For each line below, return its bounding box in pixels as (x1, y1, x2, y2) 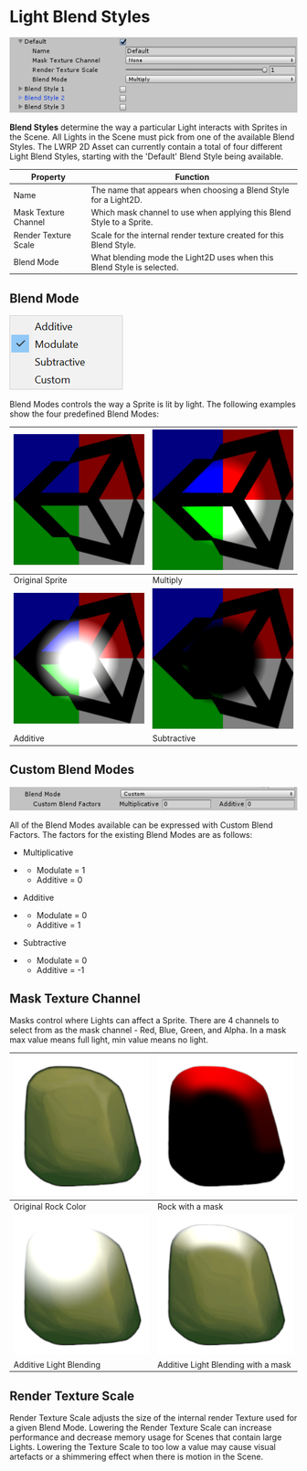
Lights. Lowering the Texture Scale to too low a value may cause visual (9, 1441, 276, 1452)
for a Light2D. (90, 195, 143, 206)
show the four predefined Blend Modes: (9, 408, 160, 419)
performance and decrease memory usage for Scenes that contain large (9, 1432, 282, 1443)
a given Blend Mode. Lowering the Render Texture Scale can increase (9, 1422, 272, 1433)
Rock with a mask (157, 1201, 224, 1212)
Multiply (152, 575, 183, 586)
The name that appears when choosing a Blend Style (90, 185, 290, 196)
